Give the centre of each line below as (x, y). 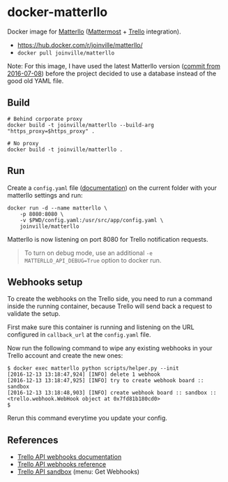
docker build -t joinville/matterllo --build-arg (81, 125)
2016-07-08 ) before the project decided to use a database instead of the (112, 73)
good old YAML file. (36, 80)
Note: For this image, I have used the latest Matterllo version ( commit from (114, 66)
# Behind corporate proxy (45, 119)
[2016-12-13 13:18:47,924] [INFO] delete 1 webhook (84, 374)
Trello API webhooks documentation (69, 457)
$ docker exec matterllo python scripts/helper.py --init (93, 368)
